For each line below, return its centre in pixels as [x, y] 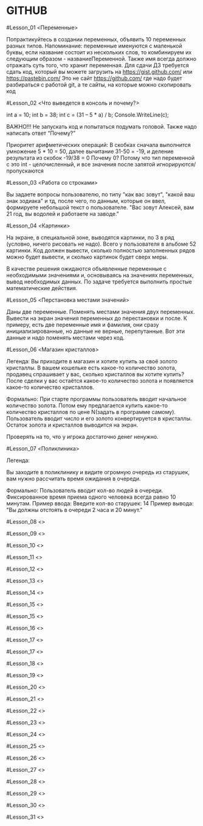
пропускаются [25, 171]
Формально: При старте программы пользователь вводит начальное [97, 399]
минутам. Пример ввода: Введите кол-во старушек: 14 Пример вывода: [100, 503]
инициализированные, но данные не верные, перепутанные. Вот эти [96, 331]
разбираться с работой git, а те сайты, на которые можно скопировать [99, 84]
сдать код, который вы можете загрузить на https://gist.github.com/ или [99, 71]
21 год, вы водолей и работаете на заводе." [63, 213]
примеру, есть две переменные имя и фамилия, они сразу [83, 324]
